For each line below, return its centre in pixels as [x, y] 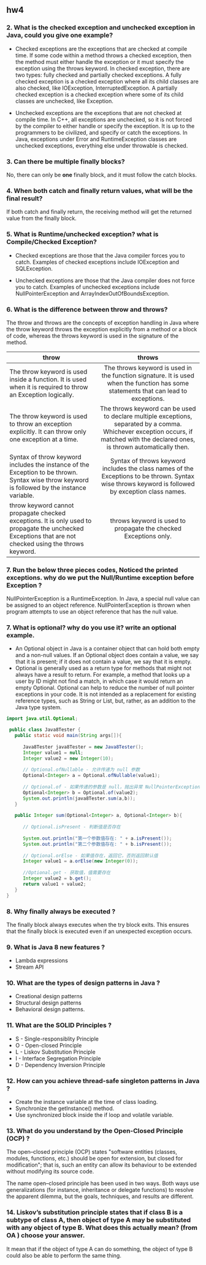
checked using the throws [47, 543]
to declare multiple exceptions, [148, 416]
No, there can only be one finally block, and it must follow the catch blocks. [102, 175]
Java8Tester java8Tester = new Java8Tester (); [83, 747]
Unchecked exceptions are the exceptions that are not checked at [98, 112]
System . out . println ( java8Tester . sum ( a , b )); [79, 798]
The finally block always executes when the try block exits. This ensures [98, 924]
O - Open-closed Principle [48, 1045]
